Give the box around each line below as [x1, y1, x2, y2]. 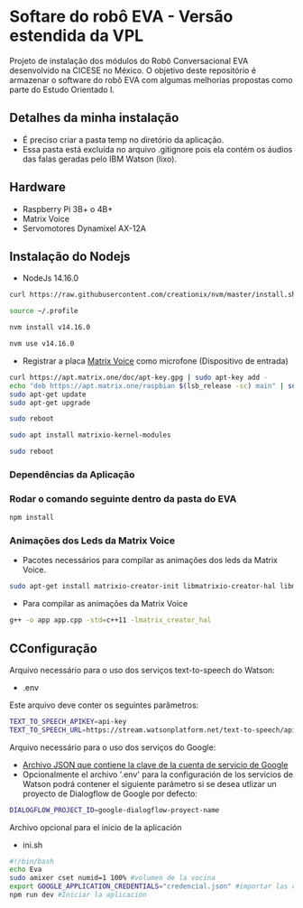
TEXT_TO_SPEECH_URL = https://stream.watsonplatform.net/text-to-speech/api [9, 725, 297, 735]
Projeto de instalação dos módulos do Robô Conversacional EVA [9, 55, 249, 66]
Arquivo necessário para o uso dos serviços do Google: [9, 742, 216, 753]
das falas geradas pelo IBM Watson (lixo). [22, 153, 178, 164]
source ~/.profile [9, 307, 78, 316]
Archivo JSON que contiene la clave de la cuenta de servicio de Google [22, 759, 289, 770]
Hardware [9, 180, 66, 195]
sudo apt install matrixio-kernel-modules [9, 431, 171, 440]
